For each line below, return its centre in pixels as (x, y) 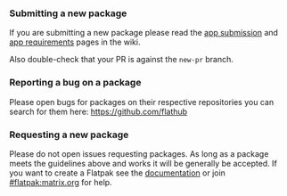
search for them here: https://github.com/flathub (98, 111)
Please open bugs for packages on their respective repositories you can (142, 102)
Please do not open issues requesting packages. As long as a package (139, 153)
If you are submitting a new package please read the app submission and (144, 33)
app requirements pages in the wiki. (75, 42)
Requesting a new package (69, 135)
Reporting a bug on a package (75, 83)
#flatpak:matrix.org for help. (61, 182)
